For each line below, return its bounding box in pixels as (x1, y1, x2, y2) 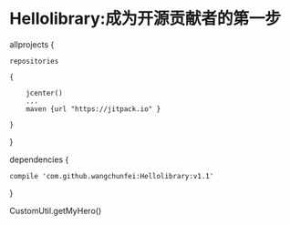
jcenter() (26, 88, 64, 97)
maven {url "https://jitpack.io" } (26, 104, 161, 114)
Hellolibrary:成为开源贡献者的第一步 (9, 8, 282, 29)
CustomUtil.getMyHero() (9, 205, 102, 216)
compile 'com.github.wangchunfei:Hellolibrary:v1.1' (9, 171, 214, 180)
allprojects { (9, 38, 55, 50)
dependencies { (9, 154, 69, 165)
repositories (9, 56, 59, 66)
